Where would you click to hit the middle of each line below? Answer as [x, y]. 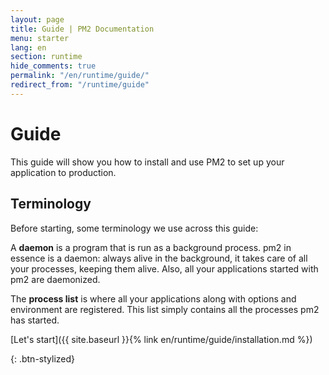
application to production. [63, 172]
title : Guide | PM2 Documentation [82, 29]
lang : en [28, 47]
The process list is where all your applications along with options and [153, 298]
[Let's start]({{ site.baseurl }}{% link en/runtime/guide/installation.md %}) [161, 339]
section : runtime [46, 57]
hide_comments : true [53, 66]
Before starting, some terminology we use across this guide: [134, 228]
